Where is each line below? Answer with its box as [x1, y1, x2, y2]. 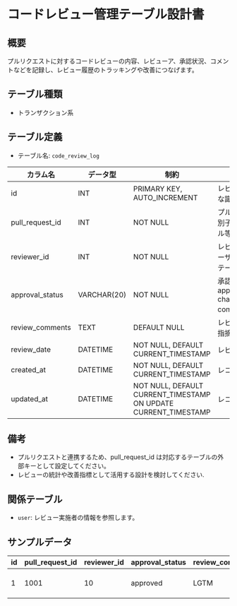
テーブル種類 [7, 88, 63, 100]
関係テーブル [7, 493, 63, 505]
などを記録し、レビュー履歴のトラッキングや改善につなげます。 [13, 66, 199, 74]
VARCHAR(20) [78, 290, 127, 299]
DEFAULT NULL [133, 322, 185, 332]
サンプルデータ [7, 536, 73, 548]
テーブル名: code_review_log [17, 151, 100, 160]
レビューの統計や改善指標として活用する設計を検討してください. [17, 470, 205, 479]
